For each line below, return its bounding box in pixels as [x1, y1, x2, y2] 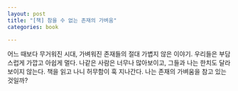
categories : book [7, 23, 59, 30]
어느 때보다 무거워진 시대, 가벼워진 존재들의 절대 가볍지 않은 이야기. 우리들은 [7, 50, 218, 59]
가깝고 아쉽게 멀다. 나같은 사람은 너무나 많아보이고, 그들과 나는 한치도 [26, 59, 218, 67]
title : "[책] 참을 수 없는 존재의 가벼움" [7, 17, 117, 24]
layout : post [7, 10, 46, 18]
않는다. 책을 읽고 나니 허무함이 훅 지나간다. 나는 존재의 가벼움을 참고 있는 [26, 68, 227, 76]
